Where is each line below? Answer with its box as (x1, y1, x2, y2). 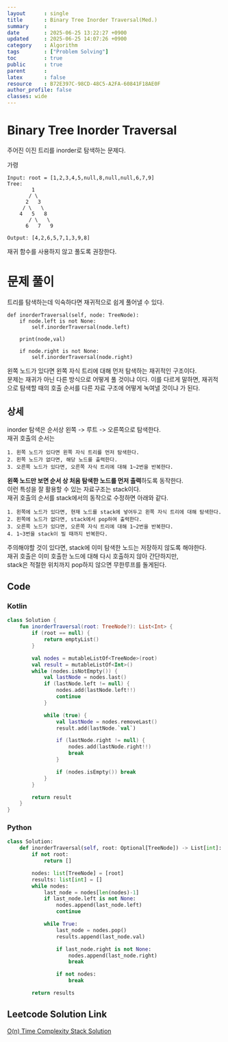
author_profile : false (7, 86, 72, 93)
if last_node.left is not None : (43, 895, 136, 903)
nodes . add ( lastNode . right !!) (68, 743, 152, 750)
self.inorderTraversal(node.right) (31, 354, 134, 360)
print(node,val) (19, 336, 66, 343)
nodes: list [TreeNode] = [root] (31, 870, 125, 877)
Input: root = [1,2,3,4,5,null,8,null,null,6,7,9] (7, 174, 155, 181)
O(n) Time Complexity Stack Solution (7, 1027, 112, 1035)
